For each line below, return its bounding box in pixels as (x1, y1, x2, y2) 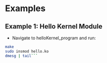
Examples (5, 3, 46, 14)
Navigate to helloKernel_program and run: (12, 35, 96, 41)
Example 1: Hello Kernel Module (5, 22, 103, 31)
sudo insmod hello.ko (5, 49, 49, 54)
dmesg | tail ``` (5, 53, 38, 58)
